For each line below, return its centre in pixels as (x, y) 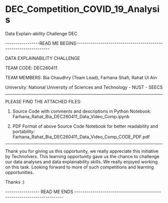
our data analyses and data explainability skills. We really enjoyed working (81, 162)
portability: (23, 131)
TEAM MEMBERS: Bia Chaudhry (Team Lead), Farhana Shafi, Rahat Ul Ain (81, 77)
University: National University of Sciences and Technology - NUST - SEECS (84, 87)
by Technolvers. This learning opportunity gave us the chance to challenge (82, 156)
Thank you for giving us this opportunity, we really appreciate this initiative (82, 151)
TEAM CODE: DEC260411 (31, 68)
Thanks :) (15, 182)
